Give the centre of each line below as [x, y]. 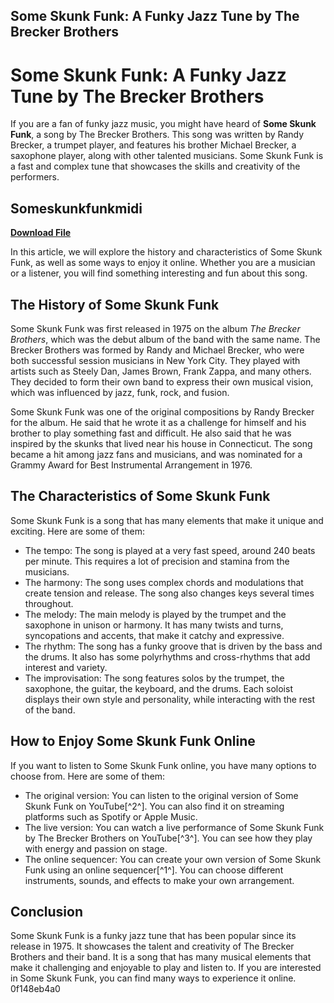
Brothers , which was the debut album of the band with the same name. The [165, 339]
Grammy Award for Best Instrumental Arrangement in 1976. [131, 465]
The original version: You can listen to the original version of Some [161, 795]
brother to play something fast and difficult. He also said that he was [151, 433]
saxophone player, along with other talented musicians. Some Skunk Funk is [167, 156]
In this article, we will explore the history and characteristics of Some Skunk [166, 252]
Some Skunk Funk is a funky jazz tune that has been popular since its [153, 936]
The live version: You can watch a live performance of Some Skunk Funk [174, 827]
